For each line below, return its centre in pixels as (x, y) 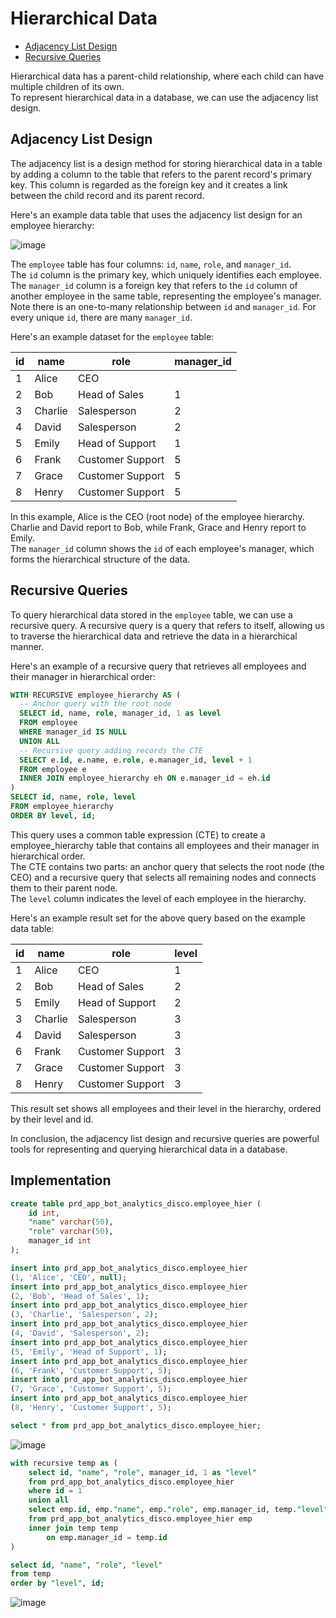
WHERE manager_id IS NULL (73, 732)
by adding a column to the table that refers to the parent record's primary (161, 174)
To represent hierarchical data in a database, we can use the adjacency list (164, 97)
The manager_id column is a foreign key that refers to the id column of (154, 285)
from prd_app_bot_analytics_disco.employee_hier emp (140, 1519)
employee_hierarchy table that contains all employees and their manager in (165, 845)
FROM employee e (53, 769)
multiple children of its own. (67, 86)
